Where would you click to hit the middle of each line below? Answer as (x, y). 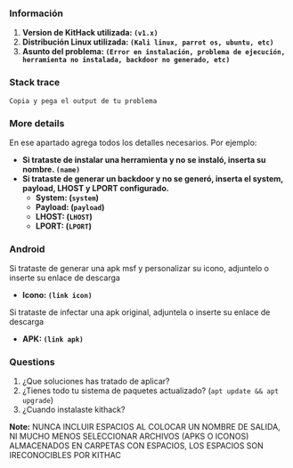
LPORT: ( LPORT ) (63, 226)
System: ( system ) (67, 198)
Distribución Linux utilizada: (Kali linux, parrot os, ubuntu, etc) (148, 42)
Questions (32, 362)
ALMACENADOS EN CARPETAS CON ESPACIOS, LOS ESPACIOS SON (137, 446)
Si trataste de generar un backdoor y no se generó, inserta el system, (152, 178)
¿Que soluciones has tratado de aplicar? (96, 382)
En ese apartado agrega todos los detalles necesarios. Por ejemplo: (133, 142)
